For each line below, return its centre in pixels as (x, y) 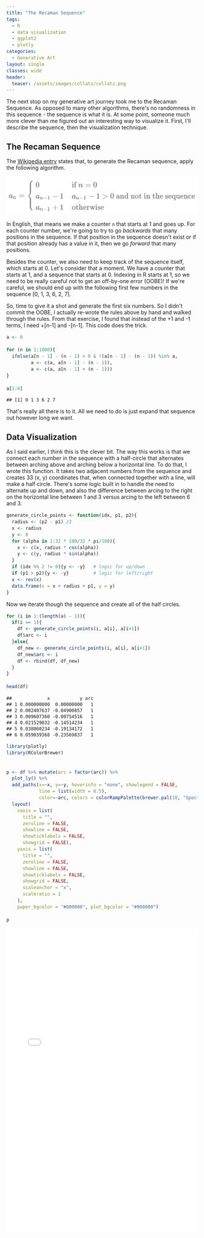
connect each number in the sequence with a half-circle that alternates (95, 458)
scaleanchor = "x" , (47, 888)
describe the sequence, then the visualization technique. (77, 127)
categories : (21, 52)
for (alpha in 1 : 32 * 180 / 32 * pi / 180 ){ (63, 541)
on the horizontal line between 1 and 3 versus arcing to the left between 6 (98, 497)
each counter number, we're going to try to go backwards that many (92, 230)
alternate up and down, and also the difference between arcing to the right (100, 491)
